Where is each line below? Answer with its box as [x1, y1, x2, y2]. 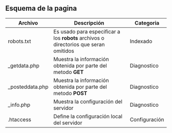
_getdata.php [8, 62, 39, 69]
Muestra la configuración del [53, 98, 123, 105]
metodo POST [53, 89, 88, 97]
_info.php [8, 101, 31, 108]
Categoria [135, 19, 160, 26]
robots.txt [8, 37, 32, 45]
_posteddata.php [8, 83, 49, 90]
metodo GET [53, 68, 84, 75]
